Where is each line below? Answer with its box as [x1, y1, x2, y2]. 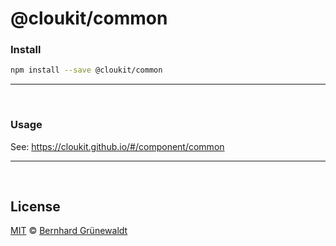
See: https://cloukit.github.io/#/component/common [10, 140, 225, 152]
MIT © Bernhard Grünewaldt [10, 225, 128, 237]
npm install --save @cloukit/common [10, 65, 163, 76]
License [10, 198, 61, 216]
